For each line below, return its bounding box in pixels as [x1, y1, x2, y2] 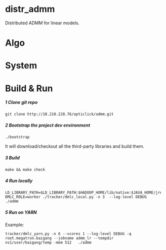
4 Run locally [5, 178, 33, 184]
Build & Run [5, 83, 53, 94]
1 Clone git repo [5, 99, 38, 105]
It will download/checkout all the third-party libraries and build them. [5, 143, 145, 149]
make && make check [5, 167, 45, 172]
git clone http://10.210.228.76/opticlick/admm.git [5, 112, 114, 117]
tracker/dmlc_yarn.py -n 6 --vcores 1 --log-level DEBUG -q [5, 232, 132, 237]
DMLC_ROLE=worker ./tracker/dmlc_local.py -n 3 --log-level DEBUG [5, 194, 147, 199]
